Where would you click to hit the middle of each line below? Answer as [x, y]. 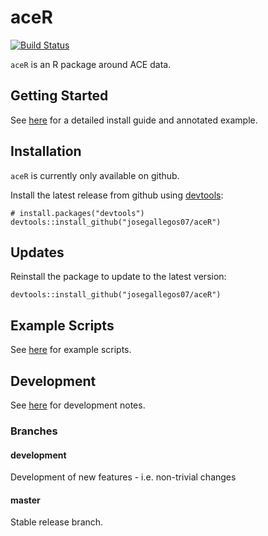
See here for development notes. [78, 405]
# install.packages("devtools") [77, 213]
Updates [37, 252]
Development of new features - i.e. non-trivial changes [123, 477]
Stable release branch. [57, 522]
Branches [34, 431]
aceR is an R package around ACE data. [91, 64]
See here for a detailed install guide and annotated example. [134, 120]
